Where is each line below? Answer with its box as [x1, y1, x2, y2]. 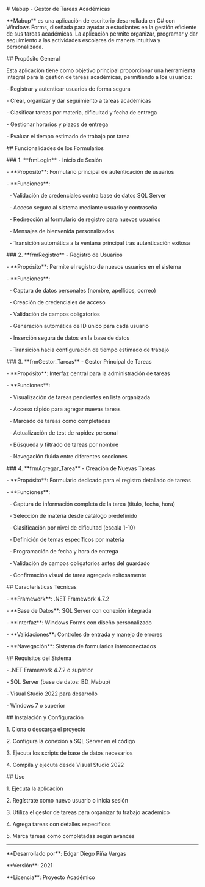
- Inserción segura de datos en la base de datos [9, 334, 130, 342]
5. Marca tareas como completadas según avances [6, 833, 135, 839]
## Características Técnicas [6, 583, 77, 590]
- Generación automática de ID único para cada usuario [9, 323, 149, 329]
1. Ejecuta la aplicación [6, 785, 63, 792]
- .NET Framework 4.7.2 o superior [6, 667, 93, 673]
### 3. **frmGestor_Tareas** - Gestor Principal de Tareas [6, 358, 152, 365]
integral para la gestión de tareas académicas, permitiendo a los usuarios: [6, 73, 192, 80]
